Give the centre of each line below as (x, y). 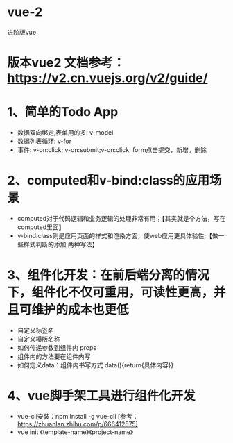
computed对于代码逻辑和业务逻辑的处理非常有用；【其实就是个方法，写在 (121, 218)
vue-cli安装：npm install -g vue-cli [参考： (78, 416)
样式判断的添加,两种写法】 (61, 244)
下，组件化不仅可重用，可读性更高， (111, 293)
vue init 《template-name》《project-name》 (75, 432)
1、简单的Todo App (63, 112)
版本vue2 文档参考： (66, 63)
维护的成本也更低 (80, 310)
